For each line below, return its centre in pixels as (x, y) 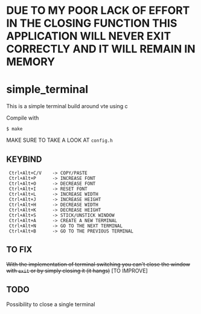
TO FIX (19, 250)
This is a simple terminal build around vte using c (67, 106)
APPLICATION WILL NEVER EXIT (89, 36)
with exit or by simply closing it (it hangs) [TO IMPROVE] (77, 271)
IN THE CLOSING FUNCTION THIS (92, 23)
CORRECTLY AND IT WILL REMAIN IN (101, 49)
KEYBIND (24, 159)
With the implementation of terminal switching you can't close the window (98, 264)
